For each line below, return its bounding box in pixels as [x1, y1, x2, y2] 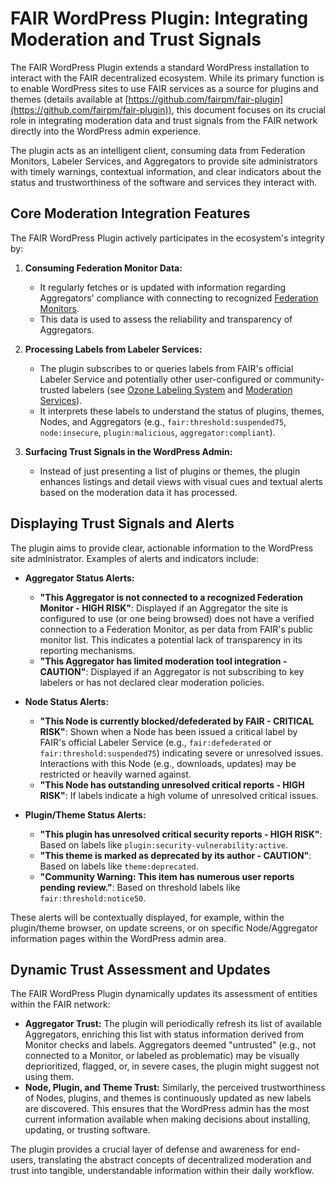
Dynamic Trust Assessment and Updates [10, 961, 271, 978]
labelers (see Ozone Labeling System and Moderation [71, 383, 293, 396]
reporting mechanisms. [39, 644, 136, 656]
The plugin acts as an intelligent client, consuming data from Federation [10, 144, 306, 156]
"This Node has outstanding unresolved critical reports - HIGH [39, 778, 305, 791]
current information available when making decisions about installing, [24, 1113, 311, 1126]
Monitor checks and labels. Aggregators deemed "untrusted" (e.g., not [24, 1039, 317, 1051]
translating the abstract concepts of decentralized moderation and [38, 1154, 312, 1166]
